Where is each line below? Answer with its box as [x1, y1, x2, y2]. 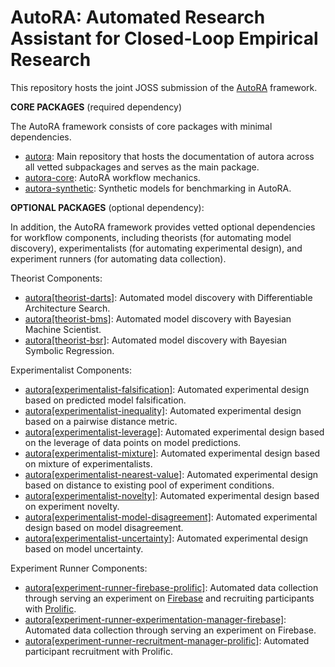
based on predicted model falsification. [24, 394, 187, 406]
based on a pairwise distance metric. [24, 415, 178, 427]
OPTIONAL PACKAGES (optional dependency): [10, 201, 205, 213]
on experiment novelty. [24, 500, 120, 512]
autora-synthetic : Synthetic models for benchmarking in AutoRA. [24, 182, 292, 194]
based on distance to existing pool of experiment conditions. [24, 479, 275, 491]
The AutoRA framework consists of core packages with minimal [10, 120, 273, 132]
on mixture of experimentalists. [24, 457, 153, 470]
